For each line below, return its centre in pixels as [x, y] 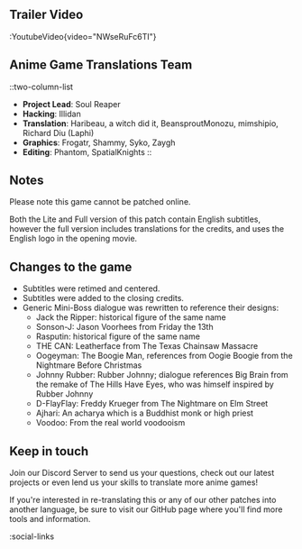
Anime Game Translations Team [101, 65]
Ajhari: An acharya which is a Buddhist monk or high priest [145, 413]
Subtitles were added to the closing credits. [103, 298]
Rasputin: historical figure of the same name [118, 336]
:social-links [32, 536]
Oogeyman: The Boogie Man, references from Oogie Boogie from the [164, 356]
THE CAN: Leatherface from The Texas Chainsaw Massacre [147, 346]
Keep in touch [49, 451]
